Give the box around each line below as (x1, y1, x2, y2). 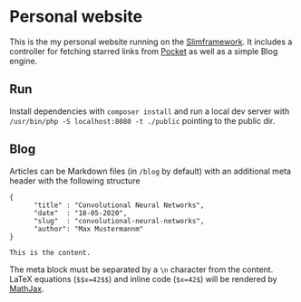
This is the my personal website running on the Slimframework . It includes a (9, 36, 293, 47)
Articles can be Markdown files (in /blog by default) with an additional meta (9, 165, 292, 176)
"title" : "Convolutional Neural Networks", (33, 201, 205, 210)
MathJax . (9, 283, 44, 294)
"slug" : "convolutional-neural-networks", (33, 216, 205, 225)
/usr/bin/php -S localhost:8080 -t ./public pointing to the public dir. (9, 115, 276, 126)
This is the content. (9, 248, 92, 257)
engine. (9, 55, 38, 66)
